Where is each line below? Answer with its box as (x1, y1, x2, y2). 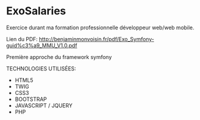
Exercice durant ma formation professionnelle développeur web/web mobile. (6, 24, 195, 31)
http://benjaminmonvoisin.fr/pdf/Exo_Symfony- (38, 35, 154, 42)
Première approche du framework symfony (6, 53, 112, 60)
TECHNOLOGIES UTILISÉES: (6, 64, 76, 72)
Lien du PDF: (6, 35, 38, 42)
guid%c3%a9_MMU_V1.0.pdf (6, 42, 78, 49)
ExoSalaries (6, 4, 66, 18)
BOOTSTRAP (14, 96, 47, 103)
